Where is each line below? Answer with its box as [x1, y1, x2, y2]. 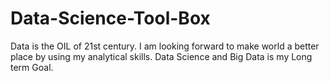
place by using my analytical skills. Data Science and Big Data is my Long [10, 50, 313, 62]
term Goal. [10, 61, 54, 73]
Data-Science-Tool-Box [10, 7, 211, 30]
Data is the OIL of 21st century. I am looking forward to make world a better [10, 40, 320, 52]
